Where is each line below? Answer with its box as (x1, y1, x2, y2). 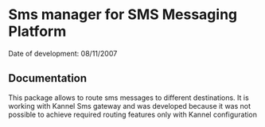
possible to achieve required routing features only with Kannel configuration (8, 110, 257, 119)
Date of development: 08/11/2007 (8, 48, 118, 58)
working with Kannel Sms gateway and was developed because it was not (8, 101, 251, 110)
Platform (8, 22, 67, 40)
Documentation (8, 71, 88, 85)
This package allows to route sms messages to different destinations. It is (8, 93, 249, 102)
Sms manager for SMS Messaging (8, 6, 238, 24)
